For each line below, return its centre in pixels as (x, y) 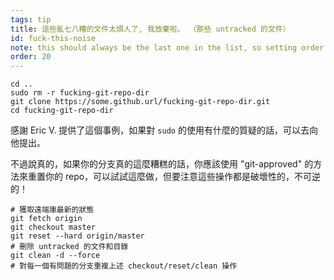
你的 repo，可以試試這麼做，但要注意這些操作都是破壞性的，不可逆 (183, 177)
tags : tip (31, 19)
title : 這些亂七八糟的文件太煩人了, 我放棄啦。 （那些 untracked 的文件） (150, 29)
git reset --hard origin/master (77, 236)
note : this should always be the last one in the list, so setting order (167, 47)
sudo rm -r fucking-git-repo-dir (80, 93)
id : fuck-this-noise (53, 38)
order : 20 (31, 57)
